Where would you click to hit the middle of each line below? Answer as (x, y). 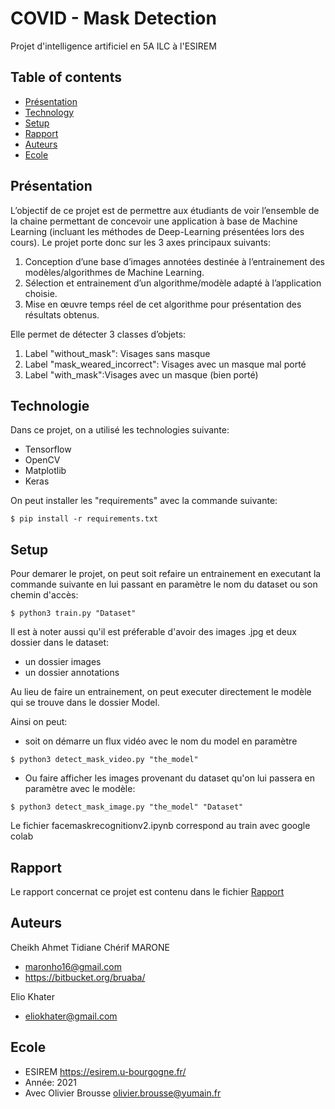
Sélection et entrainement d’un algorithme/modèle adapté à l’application (173, 283)
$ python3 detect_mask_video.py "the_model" (104, 760)
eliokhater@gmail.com (71, 1016)
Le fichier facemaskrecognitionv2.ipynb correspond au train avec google (160, 826)
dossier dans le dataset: (60, 643)
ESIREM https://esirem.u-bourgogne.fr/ (105, 1071)
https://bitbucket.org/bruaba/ (85, 977)
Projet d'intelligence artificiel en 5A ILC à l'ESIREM (113, 46)
